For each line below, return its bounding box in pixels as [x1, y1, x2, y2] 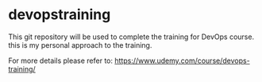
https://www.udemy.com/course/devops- [114, 56, 250, 65]
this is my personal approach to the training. [8, 40, 152, 49]
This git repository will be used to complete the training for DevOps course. [8, 32, 255, 41]
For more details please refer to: [8, 56, 114, 65]
